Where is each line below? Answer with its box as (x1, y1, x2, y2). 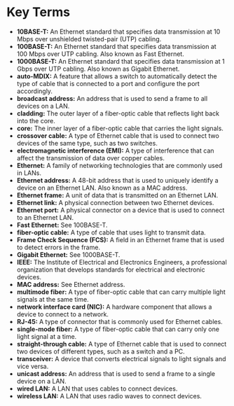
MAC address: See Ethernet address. (16, 280, 125, 288)
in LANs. (16, 169, 41, 177)
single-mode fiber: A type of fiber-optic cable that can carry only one (16, 325, 220, 333)
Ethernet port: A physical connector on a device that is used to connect (16, 206, 225, 214)
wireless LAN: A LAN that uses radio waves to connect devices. (16, 391, 202, 400)
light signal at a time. (16, 332, 77, 340)
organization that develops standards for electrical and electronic (16, 265, 206, 274)
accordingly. (16, 87, 53, 95)
